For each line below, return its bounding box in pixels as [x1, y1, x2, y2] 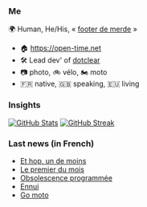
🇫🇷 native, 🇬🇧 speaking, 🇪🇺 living [19, 79, 140, 89]
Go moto [19, 190, 50, 200]
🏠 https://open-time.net [19, 43, 102, 53]
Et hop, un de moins [19, 156, 87, 165]
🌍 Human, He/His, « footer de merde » [8, 24, 138, 34]
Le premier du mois [19, 164, 84, 174]
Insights [8, 99, 41, 111]
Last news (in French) [8, 138, 95, 149]
